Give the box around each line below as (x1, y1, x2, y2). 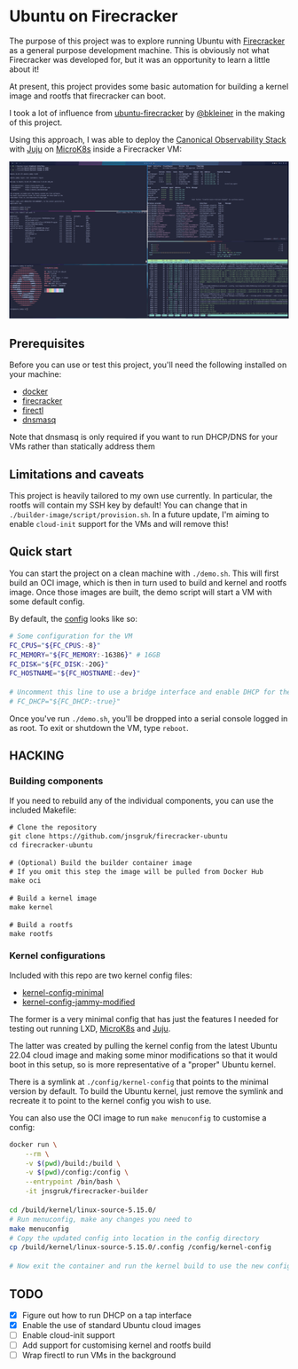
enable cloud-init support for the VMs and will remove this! (9, 519, 229, 530)
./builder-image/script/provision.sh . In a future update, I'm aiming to (9, 509, 270, 520)
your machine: (9, 369, 62, 380)
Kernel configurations (9, 949, 106, 962)
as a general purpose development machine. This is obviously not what (9, 44, 270, 55)
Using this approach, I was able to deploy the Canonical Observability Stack (9, 134, 286, 145)
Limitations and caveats (9, 467, 145, 482)
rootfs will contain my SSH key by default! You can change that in (9, 500, 248, 511)
